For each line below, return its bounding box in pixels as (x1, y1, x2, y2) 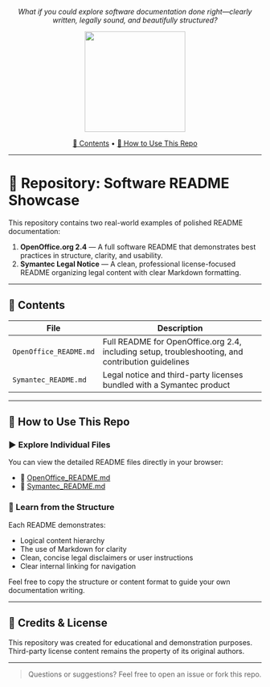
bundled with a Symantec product (102, 379, 231, 390)
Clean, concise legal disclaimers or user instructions (19, 553, 194, 562)
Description (157, 322, 203, 333)
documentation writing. (8, 585, 86, 594)
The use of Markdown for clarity (19, 544, 127, 553)
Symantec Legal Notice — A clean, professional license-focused (19, 259, 235, 269)
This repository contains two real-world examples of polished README (8, 217, 243, 228)
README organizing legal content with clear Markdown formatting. (19, 267, 242, 277)
